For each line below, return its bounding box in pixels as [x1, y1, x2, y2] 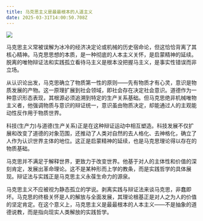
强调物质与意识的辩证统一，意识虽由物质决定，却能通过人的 [32, 101, 181, 109]
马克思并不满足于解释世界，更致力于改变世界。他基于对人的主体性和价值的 [6, 157, 192, 165]
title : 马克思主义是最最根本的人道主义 [6, 8, 93, 15]
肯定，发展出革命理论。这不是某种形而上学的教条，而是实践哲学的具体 [11, 165, 186, 173]
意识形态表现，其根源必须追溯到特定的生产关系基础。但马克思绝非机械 [11, 94, 186, 101]
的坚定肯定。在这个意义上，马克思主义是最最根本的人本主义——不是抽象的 [6, 200, 192, 208]
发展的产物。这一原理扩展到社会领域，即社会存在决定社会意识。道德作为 [11, 86, 192, 94]
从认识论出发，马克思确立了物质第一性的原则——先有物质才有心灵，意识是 [6, 79, 192, 86]
